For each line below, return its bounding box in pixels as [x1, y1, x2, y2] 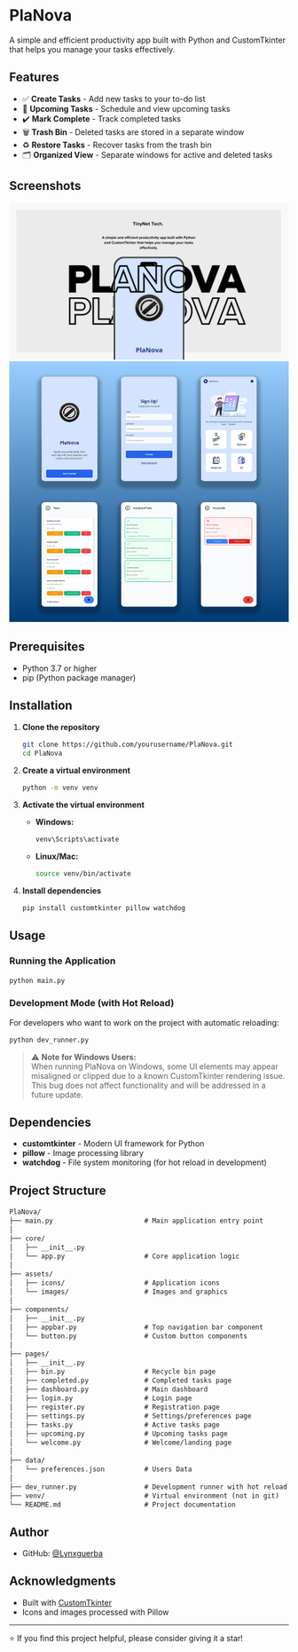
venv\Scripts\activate [35, 835, 120, 844]
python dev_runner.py [9, 1035, 90, 1044]
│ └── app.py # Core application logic [9, 1252, 240, 1261]
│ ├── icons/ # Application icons [9, 1278, 220, 1287]
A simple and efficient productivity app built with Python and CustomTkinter [9, 35, 286, 45]
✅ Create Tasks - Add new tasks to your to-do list [21, 93, 206, 104]
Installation [9, 698, 73, 713]
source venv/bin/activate [35, 869, 131, 878]
